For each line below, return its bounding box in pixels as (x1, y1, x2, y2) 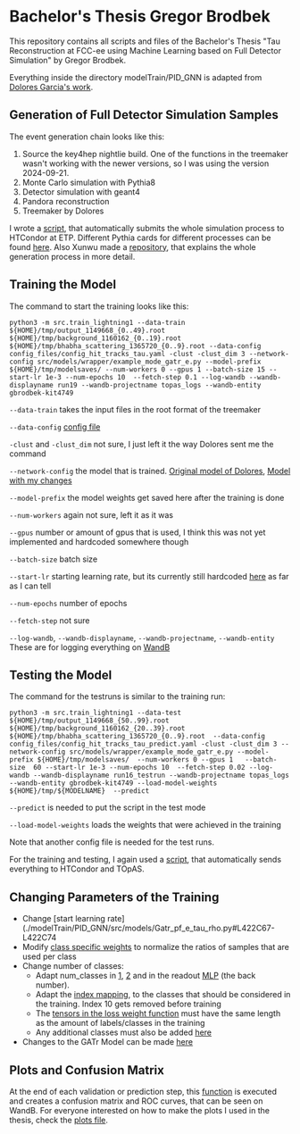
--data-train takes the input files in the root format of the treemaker (9, 404, 262, 414)
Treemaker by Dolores (21, 205, 104, 216)
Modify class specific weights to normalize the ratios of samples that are (21, 942, 290, 953)
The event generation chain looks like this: (9, 131, 165, 142)
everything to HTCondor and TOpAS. (9, 863, 145, 874)
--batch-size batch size (9, 554, 98, 564)
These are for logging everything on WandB (9, 641, 171, 653)
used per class (21, 951, 78, 962)
